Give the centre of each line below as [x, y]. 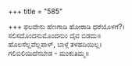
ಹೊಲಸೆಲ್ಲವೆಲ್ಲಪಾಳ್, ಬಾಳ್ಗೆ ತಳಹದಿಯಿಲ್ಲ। [55, 44]
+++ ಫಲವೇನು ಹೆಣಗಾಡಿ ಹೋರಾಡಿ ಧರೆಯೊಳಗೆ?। [66, 26]
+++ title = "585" [36, 11]
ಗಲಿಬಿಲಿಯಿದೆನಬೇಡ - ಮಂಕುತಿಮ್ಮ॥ [49, 53]
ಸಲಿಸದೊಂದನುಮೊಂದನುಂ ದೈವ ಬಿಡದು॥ [55, 35]
